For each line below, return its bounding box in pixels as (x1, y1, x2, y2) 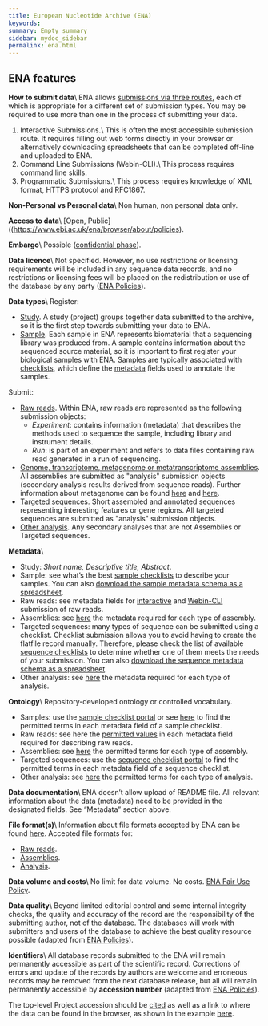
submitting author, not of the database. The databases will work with (8, 918, 234, 927)
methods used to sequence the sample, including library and (31, 428, 232, 438)
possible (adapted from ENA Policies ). (8, 935, 134, 944)
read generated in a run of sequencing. (31, 454, 162, 464)
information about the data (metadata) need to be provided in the (8, 796, 222, 805)
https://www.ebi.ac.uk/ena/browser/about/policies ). (13, 224, 184, 233)
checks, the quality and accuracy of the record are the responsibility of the (8, 909, 255, 919)
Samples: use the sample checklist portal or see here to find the (19, 712, 230, 722)
